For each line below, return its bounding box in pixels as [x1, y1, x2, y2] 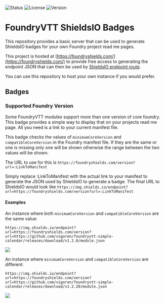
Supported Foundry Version [5, 102, 74, 109]
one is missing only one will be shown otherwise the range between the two [5, 144, 160, 151]
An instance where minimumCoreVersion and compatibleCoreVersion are [5, 256, 149, 262]
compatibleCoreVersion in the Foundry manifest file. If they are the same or [5, 139, 157, 145]
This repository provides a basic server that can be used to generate [5, 38, 145, 44]
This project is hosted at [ [5, 53, 57, 59]
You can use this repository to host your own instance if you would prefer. [5, 73, 156, 79]
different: [5, 261, 24, 267]
